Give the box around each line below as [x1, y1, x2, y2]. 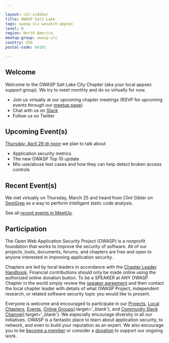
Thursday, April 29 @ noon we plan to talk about [5, 141, 106, 147]
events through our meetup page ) [12, 102, 83, 108]
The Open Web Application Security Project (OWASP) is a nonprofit [5, 238, 146, 244]
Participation [5, 225, 47, 233]
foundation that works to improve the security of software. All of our [5, 243, 147, 249]
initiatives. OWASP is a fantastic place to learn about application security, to [5, 317, 163, 323]
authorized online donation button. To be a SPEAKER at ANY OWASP [5, 275, 148, 281]
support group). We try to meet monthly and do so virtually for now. [5, 87, 146, 93]
